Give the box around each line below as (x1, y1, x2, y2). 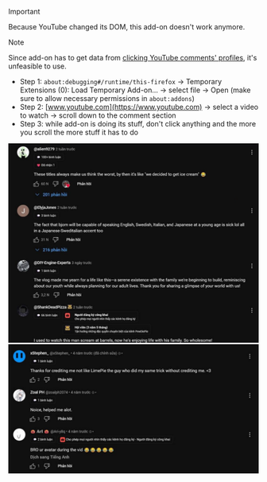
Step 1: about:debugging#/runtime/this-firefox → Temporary (19, 77, 222, 86)
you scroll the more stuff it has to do (19, 127, 139, 137)
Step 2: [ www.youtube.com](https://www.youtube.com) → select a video (19, 103, 259, 111)
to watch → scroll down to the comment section (19, 111, 176, 120)
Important (8, 7, 41, 16)
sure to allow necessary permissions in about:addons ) (19, 94, 195, 103)
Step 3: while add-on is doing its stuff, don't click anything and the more (19, 119, 257, 128)
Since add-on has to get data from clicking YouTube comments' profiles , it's (8, 53, 257, 62)
